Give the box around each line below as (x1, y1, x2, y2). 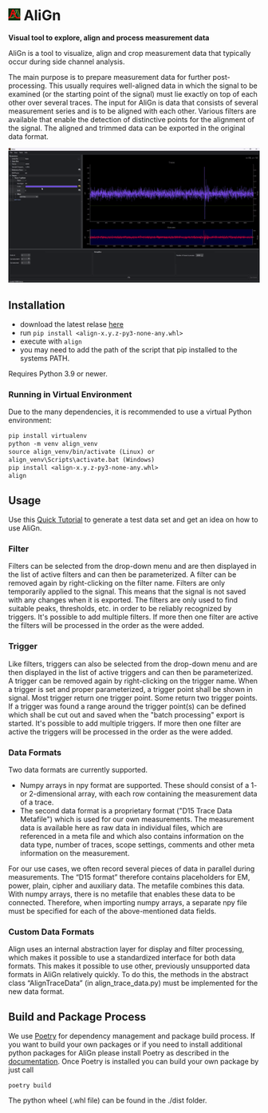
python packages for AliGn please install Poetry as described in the (8, 1048, 230, 1058)
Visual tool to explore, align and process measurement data (8, 33, 210, 42)
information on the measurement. (19, 848, 130, 857)
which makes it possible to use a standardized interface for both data (8, 953, 236, 963)
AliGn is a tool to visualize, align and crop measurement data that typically (8, 48, 251, 58)
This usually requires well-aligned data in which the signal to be (49, 81, 258, 90)
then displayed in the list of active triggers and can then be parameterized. (8, 667, 254, 677)
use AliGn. (8, 523, 42, 533)
